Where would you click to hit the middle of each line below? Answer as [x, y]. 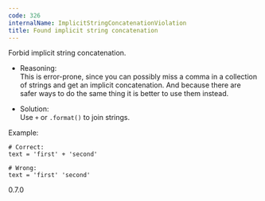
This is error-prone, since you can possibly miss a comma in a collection [138, 77]
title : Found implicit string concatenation [83, 30]
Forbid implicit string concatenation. [67, 53]
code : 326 [25, 15]
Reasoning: [38, 68]
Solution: [34, 109]
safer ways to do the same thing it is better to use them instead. [124, 94]
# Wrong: [23, 168]
